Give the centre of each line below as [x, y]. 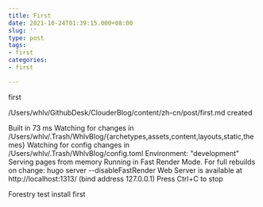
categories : [28, 61]
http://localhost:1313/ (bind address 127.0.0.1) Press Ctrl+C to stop [116, 178]
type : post [26, 38]
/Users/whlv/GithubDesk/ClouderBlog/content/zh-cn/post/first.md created [130, 112]
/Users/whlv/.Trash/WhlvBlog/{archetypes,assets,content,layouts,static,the [131, 136]
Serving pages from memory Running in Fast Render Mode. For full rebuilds [132, 162]
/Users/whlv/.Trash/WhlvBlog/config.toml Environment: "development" [124, 153]
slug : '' [23, 30]
